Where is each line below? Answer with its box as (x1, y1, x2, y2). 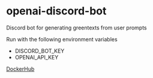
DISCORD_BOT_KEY (14, 47, 65, 55)
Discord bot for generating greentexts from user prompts (6, 24, 147, 31)
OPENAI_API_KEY (14, 53, 59, 61)
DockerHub (6, 65, 35, 73)
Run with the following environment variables (6, 35, 118, 43)
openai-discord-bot (6, 4, 107, 18)
